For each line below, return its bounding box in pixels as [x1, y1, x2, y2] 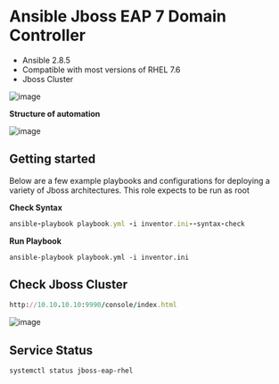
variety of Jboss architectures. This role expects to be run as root [9, 185, 250, 196]
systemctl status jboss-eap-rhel [9, 366, 134, 376]
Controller [9, 25, 86, 46]
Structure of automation [9, 108, 101, 119]
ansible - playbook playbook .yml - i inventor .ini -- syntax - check [9, 219, 245, 229]
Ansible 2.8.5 [21, 54, 71, 65]
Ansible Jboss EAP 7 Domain [9, 6, 227, 27]
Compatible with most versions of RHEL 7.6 [21, 64, 181, 75]
